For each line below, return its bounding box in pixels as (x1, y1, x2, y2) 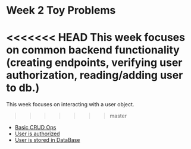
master (109, 112, 127, 119)
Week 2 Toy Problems (6, 4, 116, 17)
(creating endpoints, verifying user (6, 56, 183, 69)
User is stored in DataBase (14, 137, 80, 144)
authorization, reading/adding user (6, 69, 183, 82)
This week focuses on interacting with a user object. (6, 101, 134, 108)
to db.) (6, 81, 40, 95)
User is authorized (14, 130, 61, 137)
